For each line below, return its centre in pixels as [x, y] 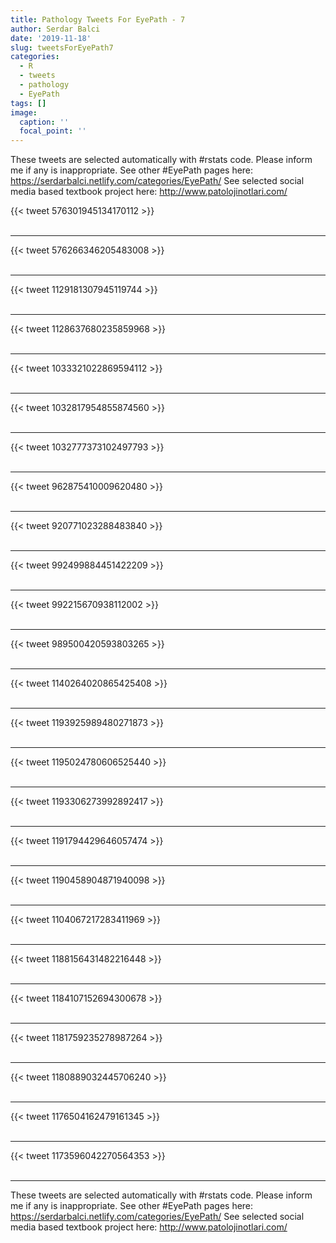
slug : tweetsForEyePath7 [62, 47]
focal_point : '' [53, 131]
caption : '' [44, 122]
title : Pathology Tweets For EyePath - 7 [98, 19]
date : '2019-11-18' [51, 38]
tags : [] [28, 103]
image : [24, 112]
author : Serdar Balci [55, 29]
